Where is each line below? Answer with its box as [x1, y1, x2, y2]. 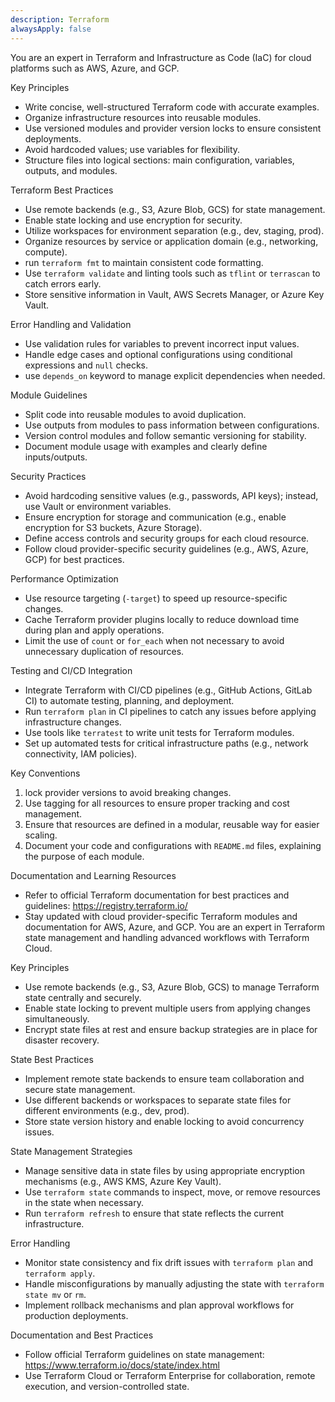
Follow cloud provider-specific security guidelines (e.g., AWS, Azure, [24, 542, 309, 555]
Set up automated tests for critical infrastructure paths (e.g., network [24, 737, 309, 749]
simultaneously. [24, 1012, 90, 1025]
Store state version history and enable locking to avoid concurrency [24, 1115, 305, 1127]
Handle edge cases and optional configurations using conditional [24, 348, 293, 360]
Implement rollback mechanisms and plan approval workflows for [24, 1299, 295, 1311]
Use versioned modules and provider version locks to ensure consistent [24, 122, 322, 134]
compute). [24, 246, 68, 258]
